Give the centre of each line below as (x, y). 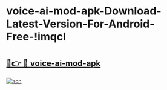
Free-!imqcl (36, 37)
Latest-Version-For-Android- (80, 24)
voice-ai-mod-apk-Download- (84, 11)
